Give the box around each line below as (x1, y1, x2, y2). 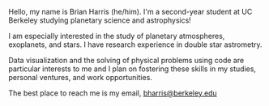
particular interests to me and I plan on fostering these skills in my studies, (8, 64, 257, 74)
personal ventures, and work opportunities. (8, 73, 152, 82)
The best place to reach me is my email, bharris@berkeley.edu (8, 88, 217, 98)
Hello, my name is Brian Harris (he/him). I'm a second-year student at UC (8, 7, 253, 16)
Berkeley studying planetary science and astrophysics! (8, 15, 192, 25)
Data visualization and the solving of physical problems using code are (8, 56, 245, 65)
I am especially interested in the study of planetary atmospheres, (8, 32, 225, 40)
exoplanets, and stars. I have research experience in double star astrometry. (8, 40, 263, 49)
